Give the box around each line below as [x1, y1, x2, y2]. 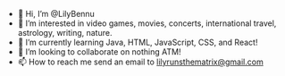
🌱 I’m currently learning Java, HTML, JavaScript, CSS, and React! [17, 37, 258, 47]
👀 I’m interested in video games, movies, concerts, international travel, [17, 18, 277, 29]
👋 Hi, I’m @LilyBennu [17, 9, 96, 19]
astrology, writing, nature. [17, 28, 113, 38]
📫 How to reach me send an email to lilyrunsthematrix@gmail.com [17, 56, 264, 67]
